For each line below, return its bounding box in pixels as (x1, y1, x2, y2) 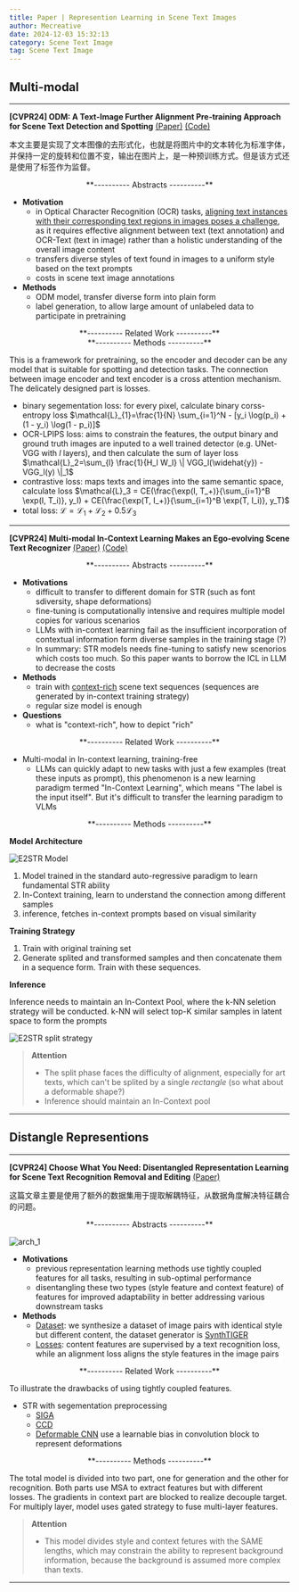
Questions (21, 709, 62, 720)
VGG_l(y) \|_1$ (21, 466, 74, 477)
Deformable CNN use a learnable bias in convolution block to (35, 1429, 260, 1439)
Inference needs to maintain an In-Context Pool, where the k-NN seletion (9, 996, 277, 1007)
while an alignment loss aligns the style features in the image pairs (35, 1348, 279, 1359)
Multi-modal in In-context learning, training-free (21, 753, 198, 764)
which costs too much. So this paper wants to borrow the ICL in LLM (35, 652, 287, 663)
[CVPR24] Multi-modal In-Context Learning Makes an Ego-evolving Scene (9, 533, 290, 543)
